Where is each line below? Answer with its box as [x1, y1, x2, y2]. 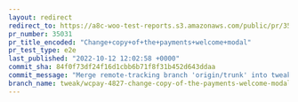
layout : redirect [8, 12, 73, 22]
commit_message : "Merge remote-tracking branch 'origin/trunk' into [8, 71, 268, 80]
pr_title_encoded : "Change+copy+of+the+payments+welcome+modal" [8, 37, 252, 47]
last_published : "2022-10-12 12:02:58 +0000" [8, 54, 180, 63]
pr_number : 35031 [8, 29, 73, 38]
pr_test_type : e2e [8, 46, 77, 55]
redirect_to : [8, 21, 57, 30]
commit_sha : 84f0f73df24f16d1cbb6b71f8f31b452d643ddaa [8, 63, 216, 72]
